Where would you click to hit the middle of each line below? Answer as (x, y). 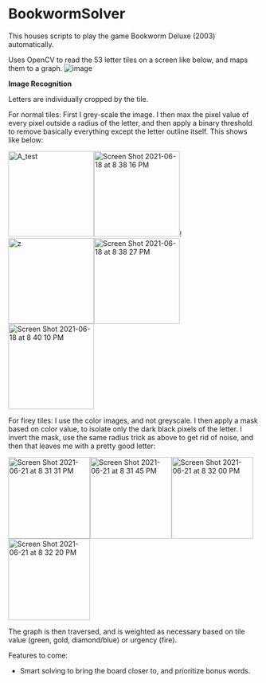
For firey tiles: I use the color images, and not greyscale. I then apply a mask (133, 420)
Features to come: (38, 655)
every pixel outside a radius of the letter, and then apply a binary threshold (130, 123)
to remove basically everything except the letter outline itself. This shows (128, 131)
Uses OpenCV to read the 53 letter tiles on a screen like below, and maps (128, 60)
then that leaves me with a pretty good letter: (82, 446)
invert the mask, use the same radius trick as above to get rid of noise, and (131, 437)
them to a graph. (35, 68)
